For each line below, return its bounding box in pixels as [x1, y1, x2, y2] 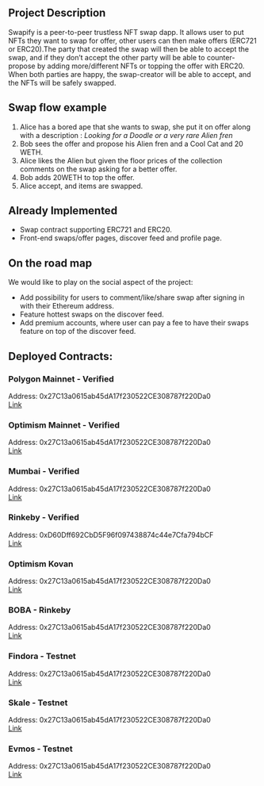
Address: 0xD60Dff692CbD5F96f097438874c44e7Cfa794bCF [8, 530, 214, 539]
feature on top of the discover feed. [19, 327, 136, 336]
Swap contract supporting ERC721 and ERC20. [19, 225, 173, 235]
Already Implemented [8, 204, 117, 217]
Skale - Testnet [8, 697, 68, 708]
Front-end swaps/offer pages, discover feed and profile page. [19, 233, 222, 243]
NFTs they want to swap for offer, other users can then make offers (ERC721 [8, 36, 258, 45]
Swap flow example [8, 101, 107, 114]
